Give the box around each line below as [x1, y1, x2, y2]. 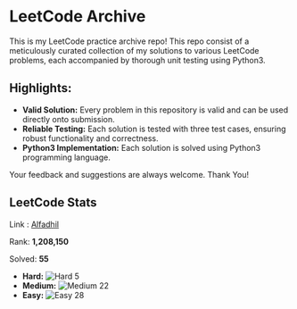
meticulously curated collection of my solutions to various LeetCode [9, 45, 260, 55]
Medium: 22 [21, 280, 110, 291]
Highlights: [9, 80, 72, 96]
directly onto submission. [21, 113, 116, 124]
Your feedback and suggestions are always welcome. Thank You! [9, 169, 250, 180]
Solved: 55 [9, 253, 49, 264]
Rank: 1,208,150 [9, 236, 70, 246]
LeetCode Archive [9, 6, 146, 27]
